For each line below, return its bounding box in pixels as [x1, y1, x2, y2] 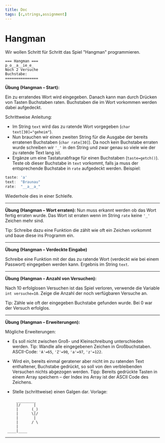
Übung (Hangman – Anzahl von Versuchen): [5, 276, 97, 282]
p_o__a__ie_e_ [5, 63, 34, 68]
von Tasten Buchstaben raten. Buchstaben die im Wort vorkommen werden [5, 99, 157, 105]
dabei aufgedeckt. [5, 104, 42, 111]
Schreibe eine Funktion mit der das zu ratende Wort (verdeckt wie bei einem [5, 256, 160, 262]
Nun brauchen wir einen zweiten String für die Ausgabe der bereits [12, 134, 148, 140]
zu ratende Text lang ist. [12, 150, 61, 156]
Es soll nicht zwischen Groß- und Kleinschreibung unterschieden [12, 338, 144, 345]
